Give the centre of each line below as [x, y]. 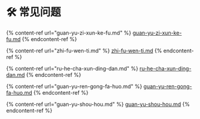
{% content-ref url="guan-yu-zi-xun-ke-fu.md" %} [69, 33]
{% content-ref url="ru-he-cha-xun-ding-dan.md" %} [72, 68]
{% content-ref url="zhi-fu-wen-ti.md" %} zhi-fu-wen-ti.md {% [84, 51]
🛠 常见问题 [34, 12]
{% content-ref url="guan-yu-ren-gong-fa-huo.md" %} [74, 86]
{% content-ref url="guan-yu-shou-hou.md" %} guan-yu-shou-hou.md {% [98, 104]
